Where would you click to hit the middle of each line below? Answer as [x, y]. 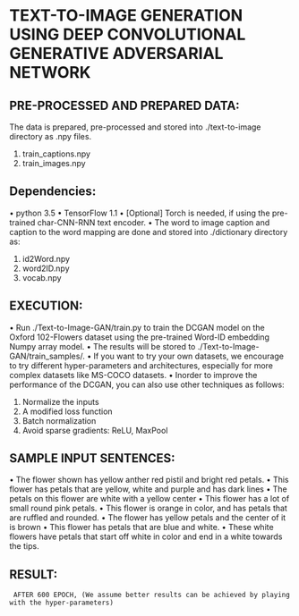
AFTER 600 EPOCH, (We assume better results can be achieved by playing [152, 595]
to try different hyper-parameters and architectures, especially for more [141, 365]
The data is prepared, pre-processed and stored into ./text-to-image [135, 127]
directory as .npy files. [51, 136]
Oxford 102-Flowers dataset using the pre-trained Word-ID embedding [140, 337]
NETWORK [50, 73]
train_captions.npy [56, 154]
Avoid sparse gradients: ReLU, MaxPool [95, 430]
